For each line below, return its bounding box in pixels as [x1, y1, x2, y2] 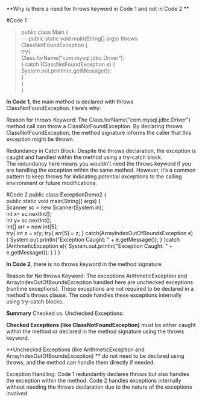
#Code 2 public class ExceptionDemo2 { [6, 191, 107, 198]
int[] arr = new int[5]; [6, 223, 58, 230]
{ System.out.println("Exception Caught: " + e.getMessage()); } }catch [6, 236, 180, 243]
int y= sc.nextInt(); [6, 217, 52, 224]
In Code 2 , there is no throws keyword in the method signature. [6, 261, 163, 268]
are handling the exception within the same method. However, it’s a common [6, 166, 196, 173]
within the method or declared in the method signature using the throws [6, 328, 185, 335]
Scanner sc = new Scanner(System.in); [6, 204, 104, 211]
